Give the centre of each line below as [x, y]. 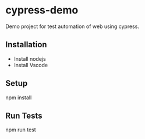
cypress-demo [42, 10]
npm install [19, 98]
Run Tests [24, 115]
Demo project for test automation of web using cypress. [72, 26]
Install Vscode [31, 65]
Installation [26, 45]
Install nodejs [30, 58]
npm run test [21, 130]
